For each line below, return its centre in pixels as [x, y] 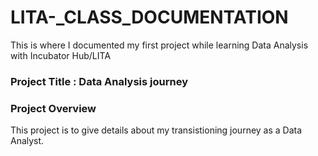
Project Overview [53, 108]
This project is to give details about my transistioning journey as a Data [156, 130]
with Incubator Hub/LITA [61, 55]
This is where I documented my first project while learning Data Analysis [159, 45]
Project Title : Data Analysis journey [99, 81]
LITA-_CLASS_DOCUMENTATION [149, 17]
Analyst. [27, 141]
